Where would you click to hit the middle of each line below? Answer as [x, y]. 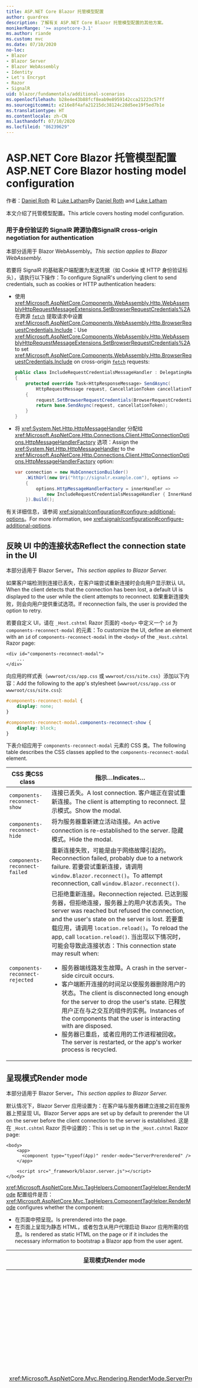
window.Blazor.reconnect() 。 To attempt [107, 876]
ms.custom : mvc [25, 39]
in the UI [22, 555]
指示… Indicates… [120, 778]
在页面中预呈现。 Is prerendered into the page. [71, 1220]
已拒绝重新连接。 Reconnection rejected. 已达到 [117, 894]
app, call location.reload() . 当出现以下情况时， [118, 937]
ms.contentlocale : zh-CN [37, 116]
